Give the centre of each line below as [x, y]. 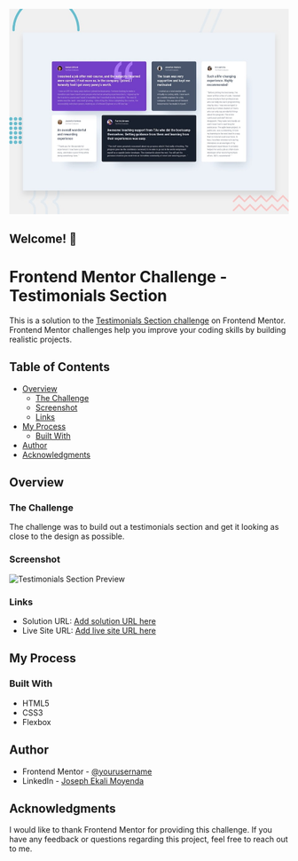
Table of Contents [60, 367]
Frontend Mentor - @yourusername [87, 771]
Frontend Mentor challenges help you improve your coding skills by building [148, 329]
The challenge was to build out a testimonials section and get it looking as [144, 527]
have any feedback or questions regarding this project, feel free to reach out [149, 840]
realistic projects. [41, 339]
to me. [21, 849]
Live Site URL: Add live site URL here [89, 631]
